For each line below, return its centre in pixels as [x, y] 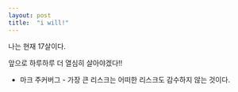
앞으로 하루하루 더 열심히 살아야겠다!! [65, 63]
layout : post [30, 15]
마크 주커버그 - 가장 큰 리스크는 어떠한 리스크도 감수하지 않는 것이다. [125, 79]
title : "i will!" [38, 23]
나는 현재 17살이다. [37, 46]
